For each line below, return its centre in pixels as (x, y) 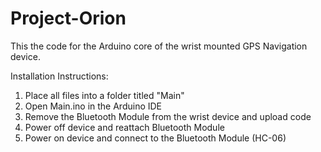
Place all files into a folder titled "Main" (104, 95)
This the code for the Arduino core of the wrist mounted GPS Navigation (159, 46)
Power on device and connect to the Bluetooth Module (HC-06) (155, 138)
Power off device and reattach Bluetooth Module (124, 127)
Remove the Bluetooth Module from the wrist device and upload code (168, 116)
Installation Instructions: (59, 76)
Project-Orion (68, 18)
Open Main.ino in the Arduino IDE (93, 106)
